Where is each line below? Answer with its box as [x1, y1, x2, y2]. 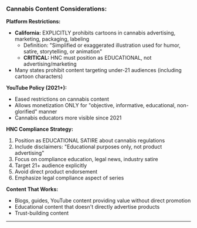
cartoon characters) [14, 73, 63, 80]
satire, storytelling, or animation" [23, 48, 103, 55]
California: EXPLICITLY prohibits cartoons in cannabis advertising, [14, 29, 176, 36]
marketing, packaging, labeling [14, 36, 90, 43]
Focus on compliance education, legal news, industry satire [14, 156, 158, 163]
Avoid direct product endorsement [14, 168, 98, 175]
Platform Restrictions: [6, 18, 61, 25]
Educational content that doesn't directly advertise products [14, 203, 160, 210]
